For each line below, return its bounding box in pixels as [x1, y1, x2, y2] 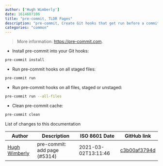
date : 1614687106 [5, 12, 40, 17]
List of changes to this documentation [5, 121, 81, 127]
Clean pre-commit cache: [12, 103, 64, 109]
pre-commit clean [5, 112, 40, 117]
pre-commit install [5, 57, 45, 62]
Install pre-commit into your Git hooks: [12, 48, 89, 54]
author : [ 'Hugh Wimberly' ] [5, 7, 60, 12]
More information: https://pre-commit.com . [16, 38, 103, 44]
